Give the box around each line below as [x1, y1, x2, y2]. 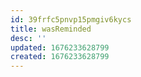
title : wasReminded [10, 24, 92, 34]
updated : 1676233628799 [10, 42, 110, 53]
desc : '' [10, 33, 47, 43]
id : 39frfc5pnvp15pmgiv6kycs [10, 14, 132, 25]
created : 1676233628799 [10, 52, 110, 62]
